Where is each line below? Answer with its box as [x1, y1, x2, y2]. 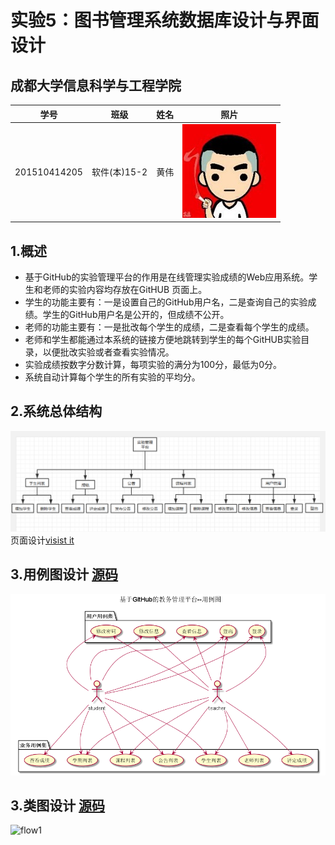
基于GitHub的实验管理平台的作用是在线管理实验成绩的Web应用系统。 [24, 271, 310, 283]
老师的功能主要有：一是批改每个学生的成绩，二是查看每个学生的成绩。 [24, 321, 315, 333]
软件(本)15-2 [91, 166, 148, 178]
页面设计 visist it [10, 534, 75, 546]
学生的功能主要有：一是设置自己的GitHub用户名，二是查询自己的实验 [24, 296, 308, 308]
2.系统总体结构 [10, 403, 103, 420]
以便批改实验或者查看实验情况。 [42, 346, 175, 358]
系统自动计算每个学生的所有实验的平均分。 [24, 371, 201, 383]
